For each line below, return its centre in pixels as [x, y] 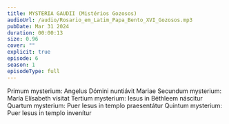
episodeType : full [33, 71]
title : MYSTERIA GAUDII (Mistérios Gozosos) [72, 13]
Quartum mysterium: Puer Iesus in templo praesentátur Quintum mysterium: [115, 105]
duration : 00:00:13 [35, 33]
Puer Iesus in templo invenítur [49, 113]
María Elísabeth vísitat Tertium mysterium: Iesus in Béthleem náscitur [105, 98]
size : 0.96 [23, 39]
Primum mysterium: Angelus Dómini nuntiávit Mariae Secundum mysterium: [114, 91]
